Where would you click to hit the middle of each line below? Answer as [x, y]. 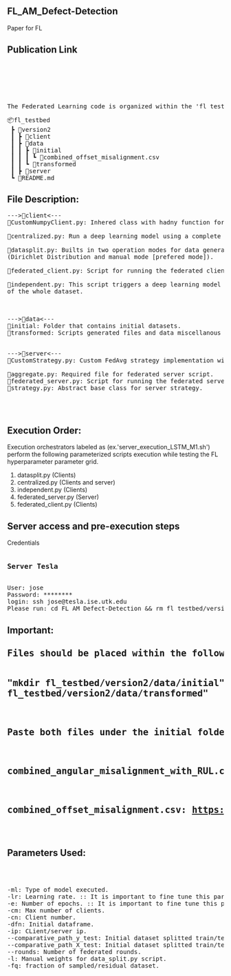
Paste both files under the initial [100, 732]
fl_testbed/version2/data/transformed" [108, 694]
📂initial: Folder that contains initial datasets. [94, 326]
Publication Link [42, 50]
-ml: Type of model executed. [58, 889]
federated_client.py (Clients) [57, 505]
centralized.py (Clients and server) [66, 482]
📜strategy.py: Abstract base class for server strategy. [105, 388]
